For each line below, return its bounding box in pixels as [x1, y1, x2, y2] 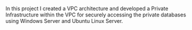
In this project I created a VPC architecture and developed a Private [5, 5, 169, 12]
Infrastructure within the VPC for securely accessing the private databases [5, 11, 186, 18]
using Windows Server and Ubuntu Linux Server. [5, 18, 123, 24]
